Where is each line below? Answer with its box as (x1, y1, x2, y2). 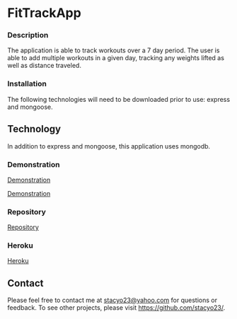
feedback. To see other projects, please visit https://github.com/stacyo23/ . (7, 303, 226, 312)
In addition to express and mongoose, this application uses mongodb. (7, 141, 211, 150)
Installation (7, 79, 47, 89)
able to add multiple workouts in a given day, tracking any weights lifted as (7, 54, 225, 62)
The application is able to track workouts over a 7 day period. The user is (7, 46, 220, 54)
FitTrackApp (7, 5, 81, 21)
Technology (7, 123, 62, 135)
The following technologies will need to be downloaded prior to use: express (7, 95, 231, 103)
